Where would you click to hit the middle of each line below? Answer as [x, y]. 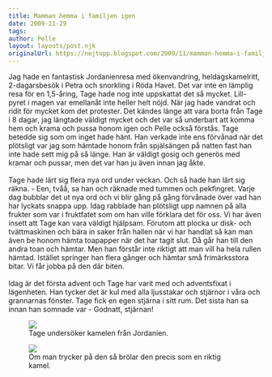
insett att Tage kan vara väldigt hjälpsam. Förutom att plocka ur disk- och [130, 223]
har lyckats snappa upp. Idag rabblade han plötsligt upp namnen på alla [127, 206]
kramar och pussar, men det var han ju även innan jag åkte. [107, 163]
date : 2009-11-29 [38, 24]
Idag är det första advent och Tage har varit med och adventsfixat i [120, 283]
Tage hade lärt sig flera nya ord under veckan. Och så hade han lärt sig [127, 180]
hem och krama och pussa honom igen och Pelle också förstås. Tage [123, 128]
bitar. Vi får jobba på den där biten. [66, 266]
